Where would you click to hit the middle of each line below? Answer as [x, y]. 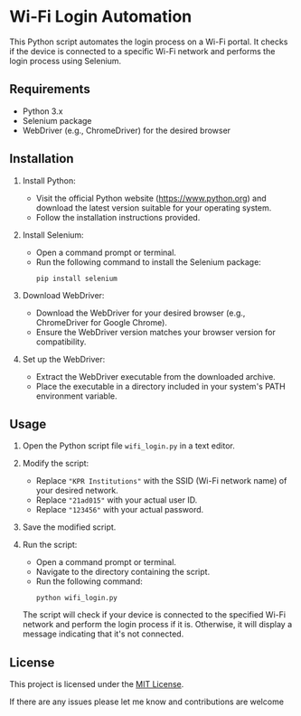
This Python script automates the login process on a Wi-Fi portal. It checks [149, 42]
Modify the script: [56, 464]
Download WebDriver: [63, 295]
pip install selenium [76, 278]
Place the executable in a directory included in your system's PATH [161, 386]
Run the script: [50, 545]
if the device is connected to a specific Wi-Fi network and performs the [142, 51]
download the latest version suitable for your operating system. [154, 207]
